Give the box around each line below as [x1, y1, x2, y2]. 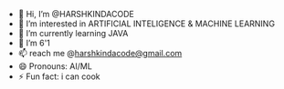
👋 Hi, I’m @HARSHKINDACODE [17, 9, 134, 19]
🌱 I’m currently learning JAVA [17, 28, 129, 38]
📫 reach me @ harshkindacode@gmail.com [17, 48, 183, 58]
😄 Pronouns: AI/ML [17, 61, 93, 72]
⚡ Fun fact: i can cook [17, 71, 100, 82]
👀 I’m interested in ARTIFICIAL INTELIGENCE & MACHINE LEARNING [17, 18, 276, 29]
